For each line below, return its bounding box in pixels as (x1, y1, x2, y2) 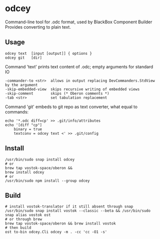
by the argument (5, 82, 38, 87)
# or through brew (5, 217, 42, 222)
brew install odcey (5, 170, 45, 175)
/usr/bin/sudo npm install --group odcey (5, 178, 90, 183)
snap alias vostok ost (5, 213, 51, 218)
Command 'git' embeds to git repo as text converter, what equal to (5, 104, 138, 110)
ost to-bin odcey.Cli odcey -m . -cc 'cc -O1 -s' (5, 230, 108, 235)
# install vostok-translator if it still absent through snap (5, 204, 133, 209)
